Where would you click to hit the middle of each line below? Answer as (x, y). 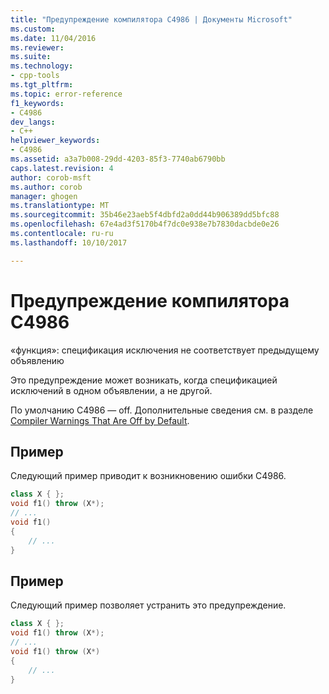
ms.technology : (42, 66)
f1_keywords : (37, 103)
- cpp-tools (35, 76)
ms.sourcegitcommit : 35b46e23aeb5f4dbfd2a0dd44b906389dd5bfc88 (145, 215)
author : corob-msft (51, 177)
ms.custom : (33, 29)
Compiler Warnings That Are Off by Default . (100, 420)
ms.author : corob (46, 187)
